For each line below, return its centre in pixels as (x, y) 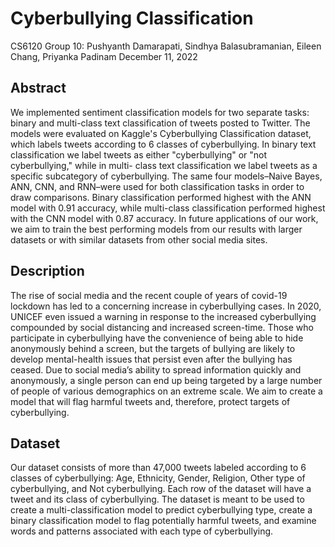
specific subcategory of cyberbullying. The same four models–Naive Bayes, (166, 176)
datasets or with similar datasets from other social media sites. (139, 239)
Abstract (38, 88)
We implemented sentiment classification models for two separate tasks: (160, 112)
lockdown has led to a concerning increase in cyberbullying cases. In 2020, (166, 306)
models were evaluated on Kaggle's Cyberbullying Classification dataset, (161, 133)
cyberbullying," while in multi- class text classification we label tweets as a (164, 165)
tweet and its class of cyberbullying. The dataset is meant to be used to (157, 499)
